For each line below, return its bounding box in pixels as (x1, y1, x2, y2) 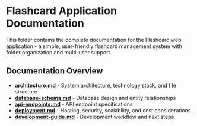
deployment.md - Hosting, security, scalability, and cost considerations (14, 106, 191, 114)
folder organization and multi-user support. (6, 49, 112, 56)
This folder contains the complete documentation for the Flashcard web (6, 36, 182, 43)
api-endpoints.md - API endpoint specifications (14, 101, 133, 108)
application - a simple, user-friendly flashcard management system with (6, 43, 182, 50)
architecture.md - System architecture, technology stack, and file (14, 82, 177, 89)
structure (14, 88, 37, 95)
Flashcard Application (6, 4, 117, 18)
